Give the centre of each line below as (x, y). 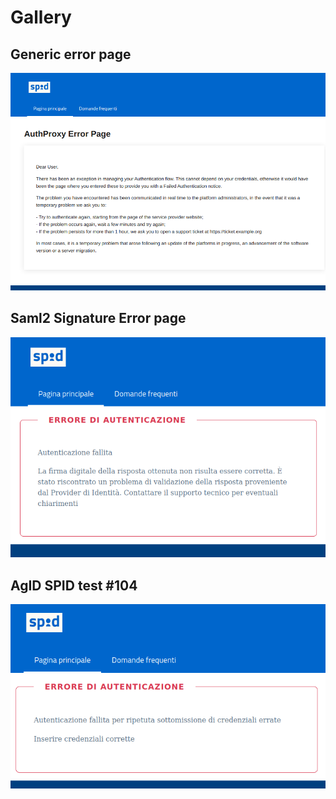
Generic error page (71, 54)
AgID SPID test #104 (74, 585)
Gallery (41, 17)
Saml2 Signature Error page (98, 318)
